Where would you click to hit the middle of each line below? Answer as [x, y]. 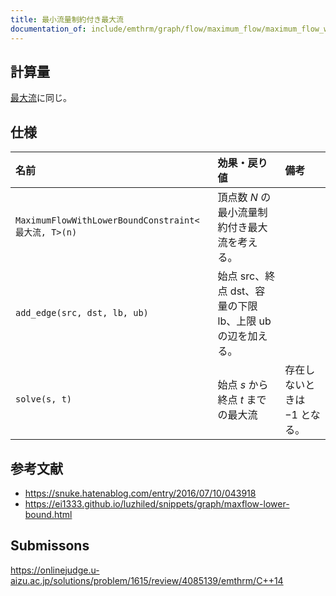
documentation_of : [48, 29]
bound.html [48, 514]
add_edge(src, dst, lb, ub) [82, 313]
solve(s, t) [44, 399]
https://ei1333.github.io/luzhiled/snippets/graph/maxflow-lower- [157, 503]
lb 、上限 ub [244, 321]
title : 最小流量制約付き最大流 [67, 19]
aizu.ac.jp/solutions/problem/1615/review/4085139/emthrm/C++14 [147, 580]
